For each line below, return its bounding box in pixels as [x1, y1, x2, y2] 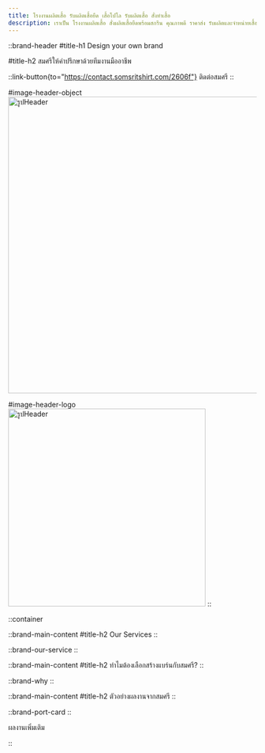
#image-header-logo [8, 399, 77, 409]
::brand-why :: [8, 675, 54, 685]
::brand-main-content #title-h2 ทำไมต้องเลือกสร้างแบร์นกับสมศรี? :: [8, 660, 204, 669]
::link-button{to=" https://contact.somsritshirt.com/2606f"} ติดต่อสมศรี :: [8, 72, 234, 81]
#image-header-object [8, 88, 82, 97]
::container [8, 614, 43, 623]
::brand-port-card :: [8, 707, 72, 717]
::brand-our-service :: [8, 645, 79, 654]
